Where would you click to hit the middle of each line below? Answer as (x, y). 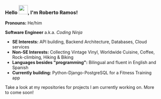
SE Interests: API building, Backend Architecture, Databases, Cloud (79, 42)
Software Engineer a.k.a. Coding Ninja (44, 33)
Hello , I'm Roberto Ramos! (41, 12)
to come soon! (19, 93)
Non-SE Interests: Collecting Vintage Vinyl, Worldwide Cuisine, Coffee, (83, 52)
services (21, 47)
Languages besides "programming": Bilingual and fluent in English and (84, 63)
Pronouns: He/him (24, 23)
